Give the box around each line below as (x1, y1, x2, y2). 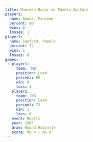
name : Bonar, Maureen (9, 16, 54, 21)
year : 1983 (11, 121, 34, 125)
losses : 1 (9, 30, 29, 35)
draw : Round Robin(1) (11, 125, 56, 130)
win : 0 (16, 80, 29, 84)
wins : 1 (9, 48, 25, 53)
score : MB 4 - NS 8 (11, 130, 51, 135)
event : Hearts (11, 116, 41, 121)
